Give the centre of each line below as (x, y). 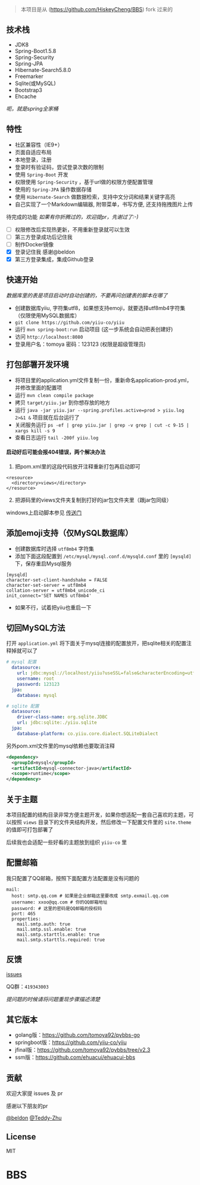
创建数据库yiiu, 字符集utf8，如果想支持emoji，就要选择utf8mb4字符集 (100, 308)
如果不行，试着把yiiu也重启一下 (53, 607)
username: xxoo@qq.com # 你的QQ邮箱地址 (60, 902)
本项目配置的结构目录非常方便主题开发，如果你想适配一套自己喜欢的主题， (97, 814)
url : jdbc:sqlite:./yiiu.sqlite (57, 723)
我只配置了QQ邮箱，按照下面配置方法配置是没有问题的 (73, 878)
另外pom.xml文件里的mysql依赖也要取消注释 (60, 746)
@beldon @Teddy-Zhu (34, 1118)
